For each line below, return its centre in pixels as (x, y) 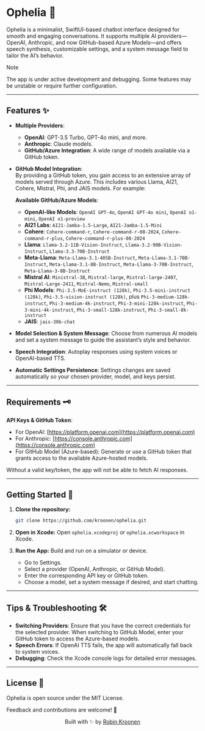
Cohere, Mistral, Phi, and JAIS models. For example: (81, 188)
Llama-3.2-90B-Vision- (154, 245)
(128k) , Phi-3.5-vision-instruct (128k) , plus (82, 296)
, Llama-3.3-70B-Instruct (78, 251)
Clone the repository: (43, 509)
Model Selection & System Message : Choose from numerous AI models (106, 333)
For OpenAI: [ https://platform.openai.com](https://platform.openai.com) (105, 432)
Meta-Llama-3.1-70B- (164, 258)
